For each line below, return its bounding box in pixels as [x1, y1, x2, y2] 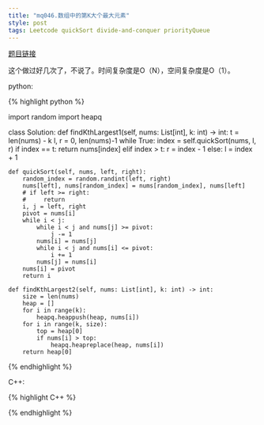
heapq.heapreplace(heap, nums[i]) [50, 341, 164, 349]
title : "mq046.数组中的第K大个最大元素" [8, 11, 130, 20]
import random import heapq [8, 112, 103, 122]
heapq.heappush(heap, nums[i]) [36, 313, 140, 321]
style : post [8, 19, 47, 27]
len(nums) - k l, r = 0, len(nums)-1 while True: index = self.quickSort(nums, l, [8, 136, 257, 146]
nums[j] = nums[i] [36, 258, 97, 266]
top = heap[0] [36, 328, 83, 336]
